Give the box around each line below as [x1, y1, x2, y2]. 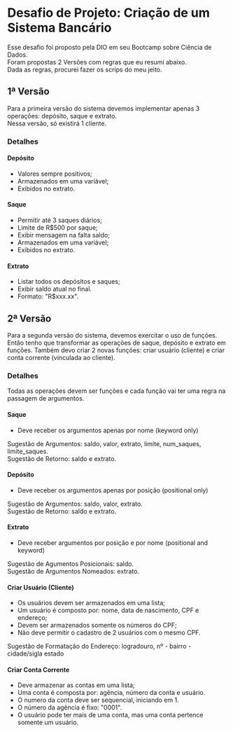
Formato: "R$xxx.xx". [17, 292, 79, 301]
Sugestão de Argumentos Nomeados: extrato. [7, 567, 140, 575]
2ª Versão [7, 312, 52, 324]
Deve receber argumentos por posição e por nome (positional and [17, 539, 209, 547]
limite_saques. [7, 447, 49, 455]
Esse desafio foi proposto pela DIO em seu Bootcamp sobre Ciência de [7, 43, 212, 51]
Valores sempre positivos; [17, 170, 92, 178]
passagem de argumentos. [7, 394, 85, 403]
